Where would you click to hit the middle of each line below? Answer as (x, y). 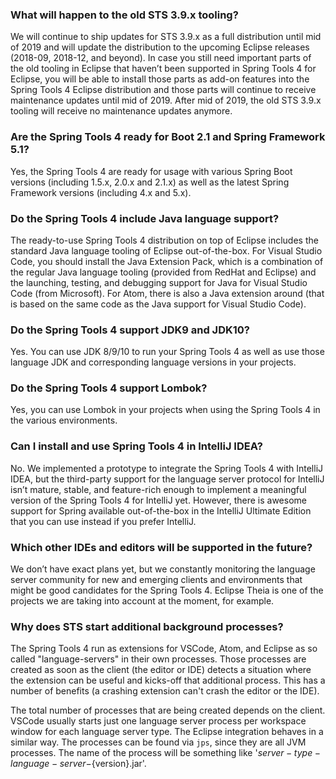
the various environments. (64, 420)
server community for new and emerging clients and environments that (156, 580)
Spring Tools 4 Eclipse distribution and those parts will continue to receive (163, 90)
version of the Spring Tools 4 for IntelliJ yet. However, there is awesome (158, 500)
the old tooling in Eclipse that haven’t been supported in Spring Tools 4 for (163, 69)
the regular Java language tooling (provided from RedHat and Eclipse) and (163, 272)
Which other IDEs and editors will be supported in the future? (161, 547)
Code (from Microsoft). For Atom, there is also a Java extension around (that (167, 293)
